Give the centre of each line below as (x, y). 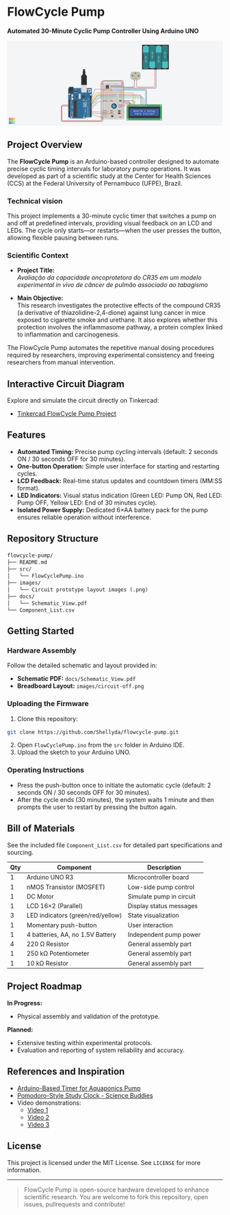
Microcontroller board (158, 877)
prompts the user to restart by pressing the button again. (97, 807)
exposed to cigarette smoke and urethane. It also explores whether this (117, 320)
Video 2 (38, 1117)
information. (24, 1170)
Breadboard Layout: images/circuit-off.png (80, 686)
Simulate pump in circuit (162, 896)
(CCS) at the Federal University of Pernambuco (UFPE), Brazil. (95, 183)
